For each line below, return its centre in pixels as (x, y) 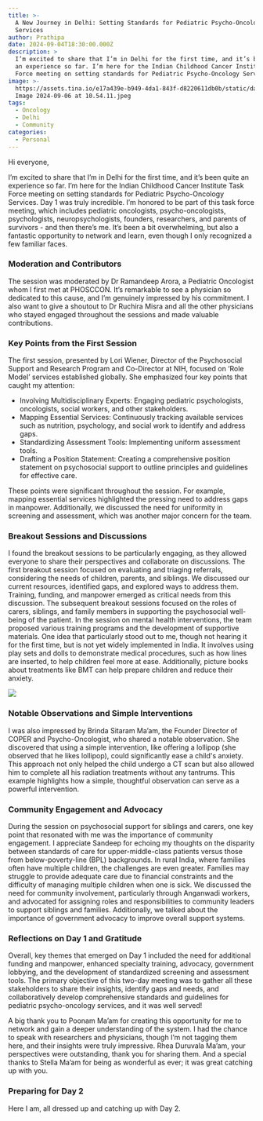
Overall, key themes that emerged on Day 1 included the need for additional (130, 955)
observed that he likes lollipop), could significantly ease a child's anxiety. (126, 755)
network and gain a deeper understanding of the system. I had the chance (128, 1029)
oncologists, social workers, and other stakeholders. (104, 409)
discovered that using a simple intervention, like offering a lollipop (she (122, 747)
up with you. (28, 1071)
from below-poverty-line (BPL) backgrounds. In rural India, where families (127, 860)
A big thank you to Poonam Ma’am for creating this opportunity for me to (125, 1021)
